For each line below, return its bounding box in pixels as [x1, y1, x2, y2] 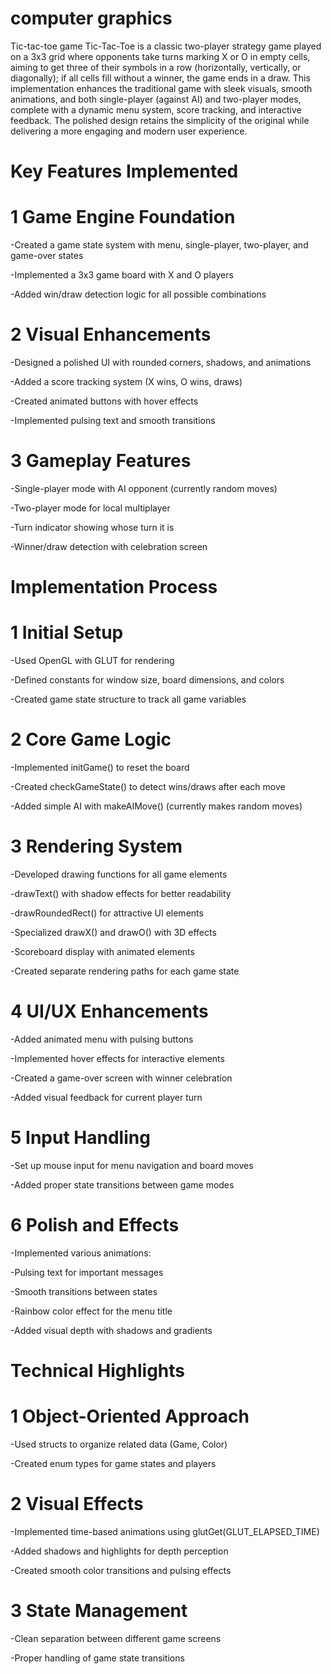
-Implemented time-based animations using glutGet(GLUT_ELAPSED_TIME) [10, 1525, 320, 1537]
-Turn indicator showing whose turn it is [10, 521, 175, 533]
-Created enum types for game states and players [10, 1457, 217, 1469]
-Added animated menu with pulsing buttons [10, 1033, 194, 1045]
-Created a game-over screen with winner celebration [10, 1072, 233, 1084]
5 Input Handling [10, 1127, 151, 1149]
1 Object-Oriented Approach [10, 1405, 250, 1428]
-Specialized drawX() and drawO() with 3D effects [10, 926, 217, 938]
